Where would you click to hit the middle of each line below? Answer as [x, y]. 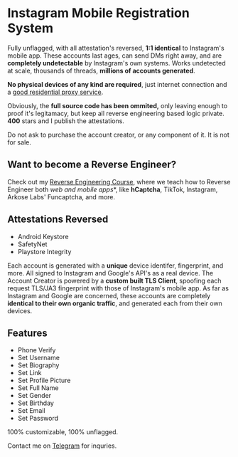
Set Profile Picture [44, 380]
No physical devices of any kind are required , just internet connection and [117, 84]
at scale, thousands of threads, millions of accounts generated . [101, 70]
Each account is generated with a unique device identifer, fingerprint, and [115, 266]
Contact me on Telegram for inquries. [62, 446]
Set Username [39, 358]
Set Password [38, 419]
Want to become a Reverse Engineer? [92, 165]
